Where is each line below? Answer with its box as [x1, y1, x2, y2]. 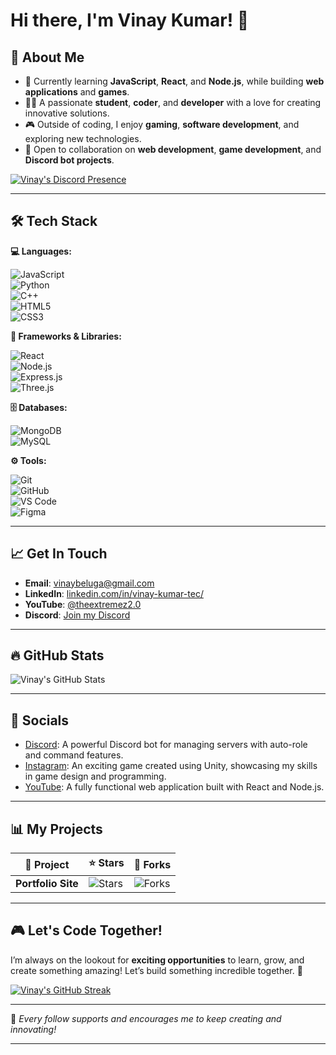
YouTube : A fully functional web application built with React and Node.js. [24, 781, 325, 793]
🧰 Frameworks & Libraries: [10, 330, 122, 342]
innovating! [10, 1023, 57, 1035]
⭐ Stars [88, 856, 125, 870]
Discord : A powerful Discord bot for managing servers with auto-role [24, 739, 308, 751]
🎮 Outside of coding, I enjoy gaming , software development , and [24, 119, 300, 130]
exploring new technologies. [24, 133, 142, 144]
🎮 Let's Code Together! [10, 922, 163, 939]
